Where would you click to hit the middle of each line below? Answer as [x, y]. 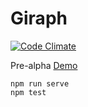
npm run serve [40, 83]
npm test [28, 92]
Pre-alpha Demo [44, 65]
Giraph [39, 18]
